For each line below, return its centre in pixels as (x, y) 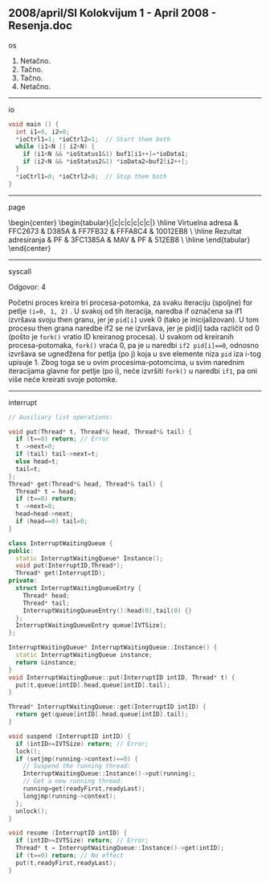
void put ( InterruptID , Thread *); (70, 566)
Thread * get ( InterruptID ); (61, 573)
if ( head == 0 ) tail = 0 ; (52, 522)
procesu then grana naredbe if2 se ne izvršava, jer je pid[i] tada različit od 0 (134, 328)
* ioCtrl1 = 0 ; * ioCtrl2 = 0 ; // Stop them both (91, 176)
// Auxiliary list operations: (61, 417)
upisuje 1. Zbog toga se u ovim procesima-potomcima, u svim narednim (127, 362)
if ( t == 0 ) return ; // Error (63, 439)
